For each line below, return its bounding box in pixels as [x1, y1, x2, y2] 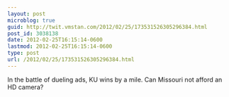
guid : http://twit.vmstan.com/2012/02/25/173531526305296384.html [7, 23, 208, 30]
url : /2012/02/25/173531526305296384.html [7, 56, 135, 63]
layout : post [7, 10, 46, 18]
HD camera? [7, 82, 44, 91]
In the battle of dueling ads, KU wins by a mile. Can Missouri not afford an [7, 75, 223, 84]
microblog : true [7, 17, 55, 24]
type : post [7, 50, 40, 57]
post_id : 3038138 [7, 30, 59, 37]
